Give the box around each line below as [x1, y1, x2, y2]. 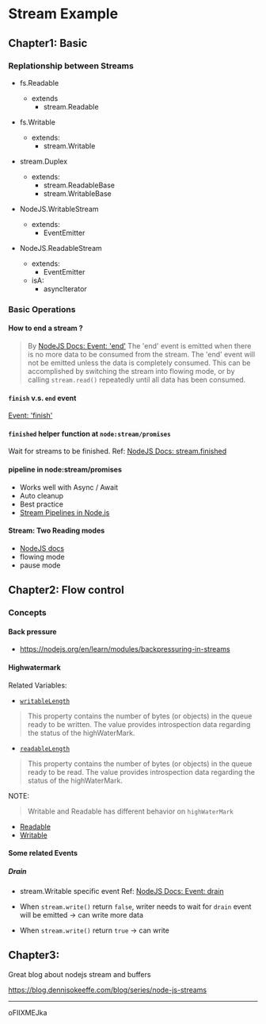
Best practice [19, 499, 63, 509]
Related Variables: [8, 680, 67, 690]
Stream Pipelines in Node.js [19, 507, 110, 517]
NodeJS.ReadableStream [19, 243, 103, 252]
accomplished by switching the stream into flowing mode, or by [27, 367, 235, 375]
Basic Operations [8, 303, 76, 314]
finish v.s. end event [8, 393, 77, 402]
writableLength [19, 697, 70, 705]
